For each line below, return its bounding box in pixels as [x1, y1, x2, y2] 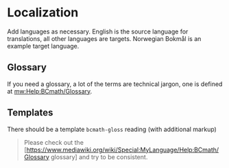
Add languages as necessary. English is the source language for [7, 27, 189, 36]
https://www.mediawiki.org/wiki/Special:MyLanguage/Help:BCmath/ [26, 145, 219, 154]
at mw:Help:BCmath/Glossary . [7, 87, 93, 95]
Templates [7, 107, 53, 119]
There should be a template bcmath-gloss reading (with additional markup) [7, 125, 217, 133]
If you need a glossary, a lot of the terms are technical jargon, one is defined [7, 80, 223, 88]
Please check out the [23, 138, 84, 146]
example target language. [7, 42, 80, 50]
